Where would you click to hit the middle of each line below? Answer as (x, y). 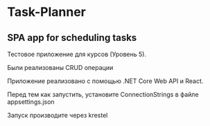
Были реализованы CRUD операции (60, 67)
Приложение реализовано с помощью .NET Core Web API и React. (105, 81)
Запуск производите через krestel (58, 115)
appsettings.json (31, 102)
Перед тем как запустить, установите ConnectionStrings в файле (103, 94)
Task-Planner (47, 12)
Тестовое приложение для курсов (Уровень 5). (77, 54)
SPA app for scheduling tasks (72, 38)
